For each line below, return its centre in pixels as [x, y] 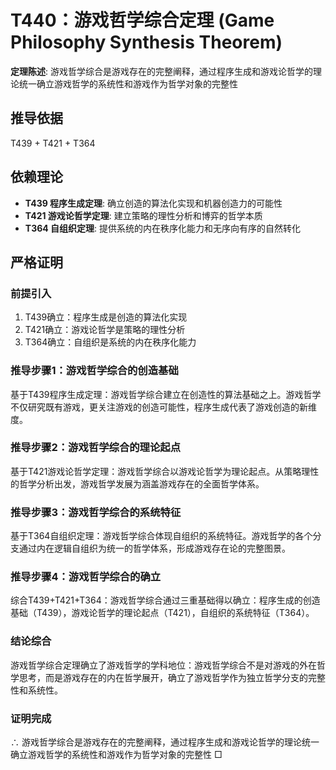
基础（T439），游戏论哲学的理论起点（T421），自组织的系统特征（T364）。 [162, 613]
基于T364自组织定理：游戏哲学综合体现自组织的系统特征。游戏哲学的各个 [161, 536]
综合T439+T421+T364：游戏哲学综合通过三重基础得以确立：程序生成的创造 [165, 600]
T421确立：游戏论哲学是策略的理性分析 [105, 330]
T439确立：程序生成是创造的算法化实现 [106, 317]
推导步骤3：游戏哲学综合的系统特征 [96, 512]
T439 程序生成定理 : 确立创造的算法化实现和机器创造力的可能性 [153, 203]
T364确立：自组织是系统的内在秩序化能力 [110, 342]
